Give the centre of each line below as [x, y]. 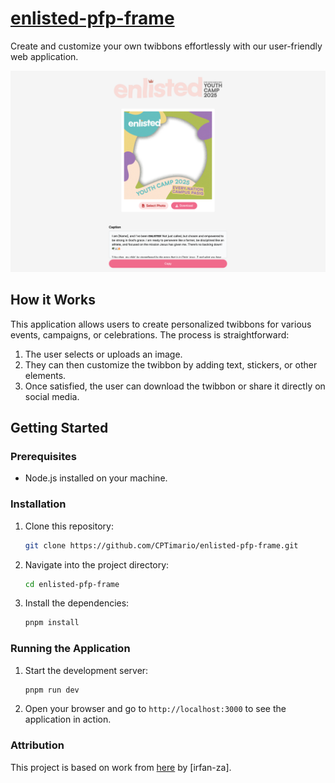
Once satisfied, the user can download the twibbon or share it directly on [175, 386]
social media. [52, 396]
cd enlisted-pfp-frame [72, 584]
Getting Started [59, 428]
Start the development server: [86, 670]
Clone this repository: [69, 526]
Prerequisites [43, 456]
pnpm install [52, 623]
